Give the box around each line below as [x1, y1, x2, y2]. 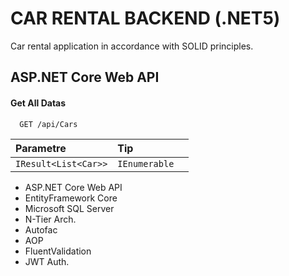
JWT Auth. [24, 255, 70, 267]
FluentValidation [24, 245, 92, 257]
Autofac [24, 223, 58, 236]
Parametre [15, 141, 67, 155]
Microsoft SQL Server [24, 202, 115, 214]
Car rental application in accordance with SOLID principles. [10, 40, 254, 52]
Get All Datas [10, 97, 67, 109]
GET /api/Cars [19, 119, 78, 129]
